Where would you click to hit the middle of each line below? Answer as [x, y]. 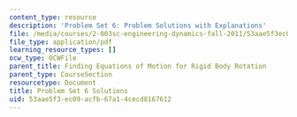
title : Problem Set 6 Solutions [69, 91]
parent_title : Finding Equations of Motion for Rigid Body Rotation [138, 67]
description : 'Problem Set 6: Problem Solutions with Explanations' [138, 26]
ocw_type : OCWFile [43, 58]
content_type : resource [53, 17]
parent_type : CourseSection [61, 75]
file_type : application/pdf [61, 42]
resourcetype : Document [53, 83]
